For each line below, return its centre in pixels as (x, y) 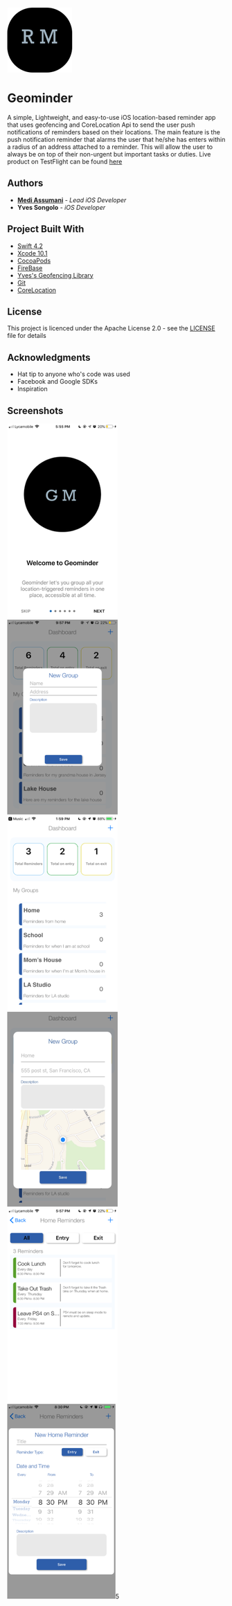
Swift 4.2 (30, 246)
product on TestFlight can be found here (65, 161)
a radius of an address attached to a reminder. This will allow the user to (110, 147)
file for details (27, 336)
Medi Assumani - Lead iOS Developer (72, 200)
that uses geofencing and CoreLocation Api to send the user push (101, 125)
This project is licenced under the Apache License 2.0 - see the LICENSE (111, 328)
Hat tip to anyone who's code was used (73, 374)
